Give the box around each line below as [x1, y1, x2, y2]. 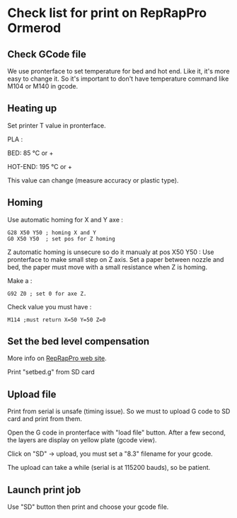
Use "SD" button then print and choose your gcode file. [7, 502, 169, 511]
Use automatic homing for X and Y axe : [7, 215, 124, 224]
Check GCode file [7, 48, 86, 60]
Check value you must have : [7, 302, 92, 311]
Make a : [7, 276, 33, 284]
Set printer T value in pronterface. [7, 121, 106, 129]
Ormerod [7, 20, 62, 36]
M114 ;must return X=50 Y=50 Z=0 [7, 316, 106, 323]
